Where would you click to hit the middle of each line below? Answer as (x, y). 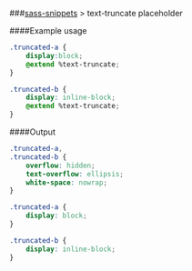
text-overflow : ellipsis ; (75, 174)
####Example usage (48, 30)
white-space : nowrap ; (66, 182)
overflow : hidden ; (61, 166)
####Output (33, 132)
